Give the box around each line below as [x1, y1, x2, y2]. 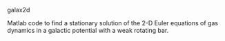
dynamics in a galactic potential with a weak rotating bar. [7, 27, 169, 34]
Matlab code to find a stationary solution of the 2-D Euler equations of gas [7, 19, 219, 27]
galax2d [7, 6, 30, 14]
